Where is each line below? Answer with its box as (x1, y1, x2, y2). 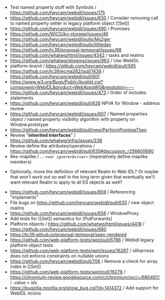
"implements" (10, 194, 39, 200)
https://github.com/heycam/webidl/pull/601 (10, 74, 100, 79)
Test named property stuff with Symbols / (10, 5, 97, 10)
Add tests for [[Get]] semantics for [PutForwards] (10, 216, 112, 221)
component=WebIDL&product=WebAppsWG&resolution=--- (10, 84, 134, 90)
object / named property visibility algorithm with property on (10, 116, 135, 122)
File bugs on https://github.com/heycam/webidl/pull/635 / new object (10, 200, 154, 205)
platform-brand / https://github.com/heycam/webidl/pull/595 (10, 63, 136, 69)
